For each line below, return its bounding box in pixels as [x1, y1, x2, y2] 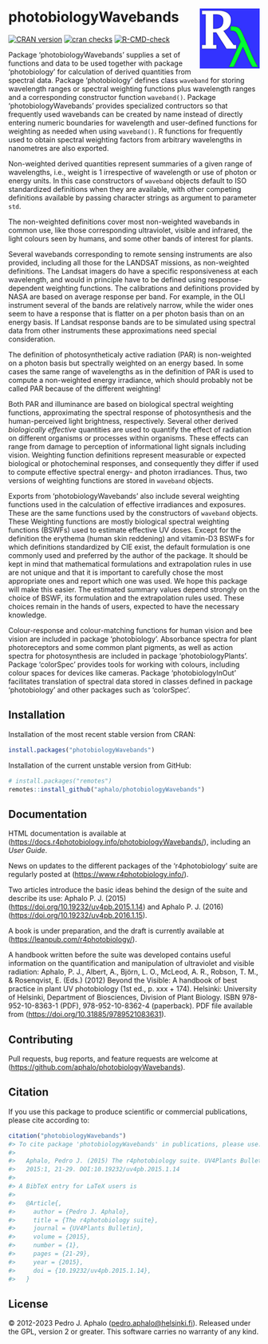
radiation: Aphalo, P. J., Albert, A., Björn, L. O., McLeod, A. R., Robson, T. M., [8, 967, 259, 977]
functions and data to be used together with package [8, 58, 183, 68]
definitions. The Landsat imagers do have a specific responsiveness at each [8, 266, 258, 276]
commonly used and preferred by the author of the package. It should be [8, 550, 249, 560]
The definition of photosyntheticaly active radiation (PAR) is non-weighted [8, 349, 252, 359]
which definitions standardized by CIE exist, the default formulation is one [8, 542, 250, 552]
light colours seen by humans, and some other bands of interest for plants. [8, 233, 254, 243]
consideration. [8, 334, 56, 344]
